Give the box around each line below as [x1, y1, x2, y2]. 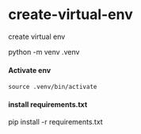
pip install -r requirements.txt [8, 117, 103, 127]
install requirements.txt [8, 99, 88, 109]
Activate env [8, 65, 51, 75]
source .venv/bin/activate [8, 83, 97, 91]
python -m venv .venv [8, 47, 80, 56]
